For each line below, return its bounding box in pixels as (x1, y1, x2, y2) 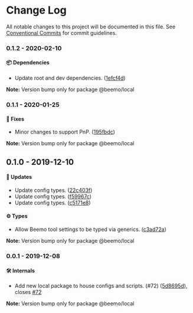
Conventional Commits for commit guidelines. (6, 29, 117, 36)
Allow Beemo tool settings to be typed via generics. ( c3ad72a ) (14, 226, 166, 233)
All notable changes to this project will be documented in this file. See (6, 23, 176, 30)
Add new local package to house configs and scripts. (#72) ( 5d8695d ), (14, 282, 188, 289)
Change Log (6, 4, 67, 17)
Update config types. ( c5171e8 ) (14, 199, 91, 206)
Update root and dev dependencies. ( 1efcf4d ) (14, 74, 126, 81)
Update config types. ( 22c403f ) (14, 187, 93, 194)
